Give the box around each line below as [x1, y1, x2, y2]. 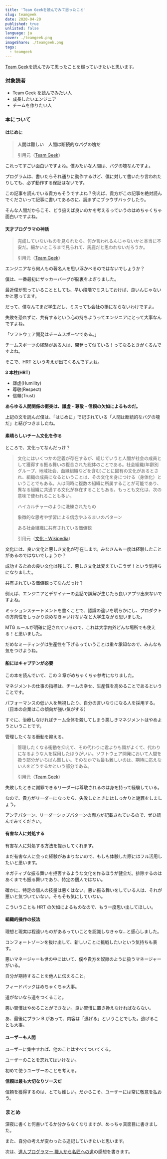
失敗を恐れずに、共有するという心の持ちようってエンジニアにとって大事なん [5, 314, 162, 321]
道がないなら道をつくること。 [5, 994, 66, 1000]
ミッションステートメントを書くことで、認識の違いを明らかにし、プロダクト [5, 607, 162, 614]
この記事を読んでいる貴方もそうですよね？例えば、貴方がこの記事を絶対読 [5, 190, 158, 196]
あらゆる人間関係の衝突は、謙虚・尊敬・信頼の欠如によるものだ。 [5, 403, 141, 409]
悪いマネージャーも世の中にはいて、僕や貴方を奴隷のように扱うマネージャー [5, 956, 162, 962]
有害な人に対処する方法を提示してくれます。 [5, 842, 96, 848]
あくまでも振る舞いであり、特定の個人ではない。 [5, 876, 106, 882]
